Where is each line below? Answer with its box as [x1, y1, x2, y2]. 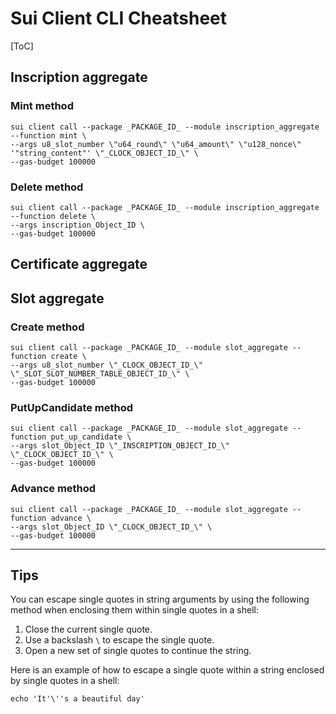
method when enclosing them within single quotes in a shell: [10, 604, 259, 616]
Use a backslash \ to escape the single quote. [24, 634, 215, 646]
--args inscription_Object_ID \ [10, 220, 145, 230]
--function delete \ [10, 211, 97, 221]
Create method [10, 320, 85, 334]
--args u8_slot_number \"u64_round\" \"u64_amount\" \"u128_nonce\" [10, 139, 302, 149]
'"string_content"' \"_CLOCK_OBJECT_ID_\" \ [10, 148, 199, 158]
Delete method [10, 180, 84, 194]
